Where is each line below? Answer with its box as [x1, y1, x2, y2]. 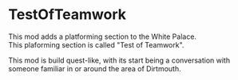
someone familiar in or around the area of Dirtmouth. [8, 63, 181, 73]
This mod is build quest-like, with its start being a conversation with [8, 55, 230, 65]
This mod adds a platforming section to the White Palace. [8, 32, 197, 41]
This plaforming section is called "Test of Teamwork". [8, 40, 184, 49]
